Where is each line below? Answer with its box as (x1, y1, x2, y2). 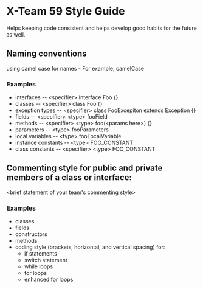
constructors (15, 231, 47, 238)
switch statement (24, 257, 68, 264)
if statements (24, 250, 58, 257)
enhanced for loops (24, 276, 74, 284)
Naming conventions (6, 49, 87, 59)
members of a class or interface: (6, 172, 132, 183)
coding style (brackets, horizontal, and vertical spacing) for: (15, 243, 165, 251)
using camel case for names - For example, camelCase (6, 64, 145, 72)
